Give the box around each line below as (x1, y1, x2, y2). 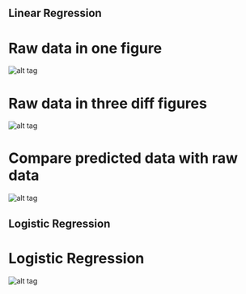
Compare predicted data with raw (8, 149, 239, 168)
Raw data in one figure (8, 39, 163, 58)
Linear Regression (8, 6, 103, 20)
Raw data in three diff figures (8, 94, 208, 113)
